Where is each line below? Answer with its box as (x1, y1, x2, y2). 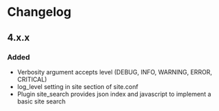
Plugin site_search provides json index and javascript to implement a (17, 90, 211, 98)
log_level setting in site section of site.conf (17, 82, 139, 90)
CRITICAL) (17, 75, 48, 83)
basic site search (17, 97, 66, 105)
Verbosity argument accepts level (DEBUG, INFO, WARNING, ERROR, (17, 68, 212, 76)
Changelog (7, 4, 72, 20)
